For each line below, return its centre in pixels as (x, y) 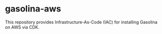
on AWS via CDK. (22, 27)
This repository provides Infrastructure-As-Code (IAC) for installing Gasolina (81, 22)
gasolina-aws (33, 9)
